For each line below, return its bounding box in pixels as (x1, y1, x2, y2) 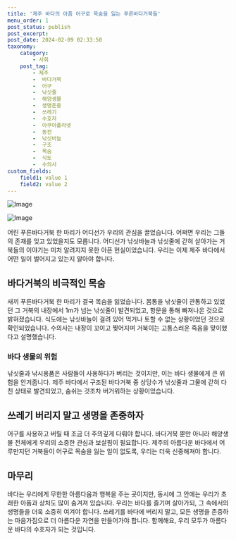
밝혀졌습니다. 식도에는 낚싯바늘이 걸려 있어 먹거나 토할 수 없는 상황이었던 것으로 (7, 315, 225, 324)
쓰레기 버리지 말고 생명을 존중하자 (7, 410, 144, 422)
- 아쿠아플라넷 (32, 121, 72, 129)
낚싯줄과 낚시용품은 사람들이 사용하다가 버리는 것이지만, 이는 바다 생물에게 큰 (7, 369, 218, 378)
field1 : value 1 (20, 174, 68, 181)
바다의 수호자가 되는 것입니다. (14, 525, 97, 534)
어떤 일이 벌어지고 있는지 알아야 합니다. (7, 254, 115, 263)
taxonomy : (7, 43, 37, 50)
